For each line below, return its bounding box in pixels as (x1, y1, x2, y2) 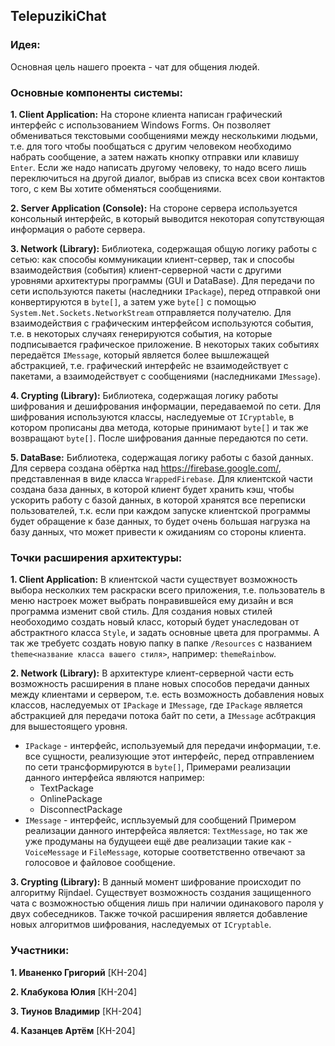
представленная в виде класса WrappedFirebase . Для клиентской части (10, 472, 313, 484)
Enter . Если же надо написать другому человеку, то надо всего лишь (10, 161, 307, 173)
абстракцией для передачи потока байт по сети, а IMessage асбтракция (10, 710, 317, 722)
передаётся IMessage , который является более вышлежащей (10, 349, 270, 361)
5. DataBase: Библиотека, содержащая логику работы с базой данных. (10, 451, 314, 463)
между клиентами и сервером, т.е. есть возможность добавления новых (10, 689, 325, 701)
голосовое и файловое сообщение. (24, 857, 176, 869)
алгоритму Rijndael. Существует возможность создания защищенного (10, 887, 312, 899)
